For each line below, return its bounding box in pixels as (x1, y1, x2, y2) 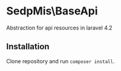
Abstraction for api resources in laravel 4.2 (6, 24, 113, 31)
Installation (6, 42, 50, 52)
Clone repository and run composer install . (6, 57, 115, 64)
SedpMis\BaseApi (6, 4, 98, 18)
